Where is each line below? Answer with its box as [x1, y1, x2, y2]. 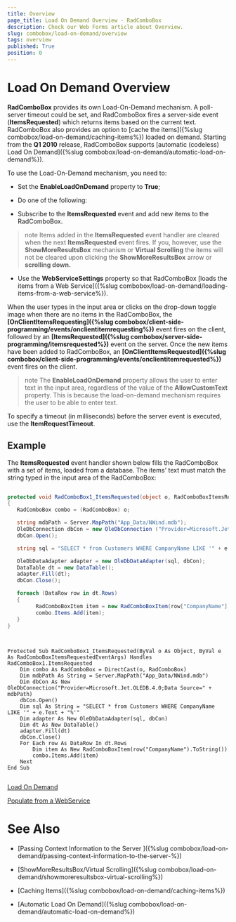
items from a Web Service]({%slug [17, 282, 118, 290]
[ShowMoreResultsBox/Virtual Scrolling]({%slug [17, 865, 157, 874]
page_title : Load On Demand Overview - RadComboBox [7, 17, 162, 24]
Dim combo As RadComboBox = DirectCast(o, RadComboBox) [20, 666, 188, 673]
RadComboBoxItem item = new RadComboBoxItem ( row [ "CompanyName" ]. [35, 602, 231, 610]
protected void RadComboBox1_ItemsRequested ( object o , [7, 493, 171, 501]
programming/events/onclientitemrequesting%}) [7, 324, 155, 334]
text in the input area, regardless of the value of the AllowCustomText [24, 383, 228, 392]
